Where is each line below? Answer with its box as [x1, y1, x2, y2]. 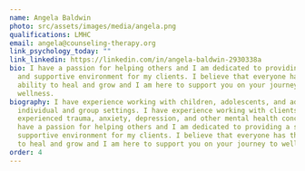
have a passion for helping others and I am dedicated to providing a [17, 123, 290, 132]
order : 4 [9, 147, 43, 157]
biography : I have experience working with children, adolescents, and [9, 97, 286, 107]
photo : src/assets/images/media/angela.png [9, 22, 177, 31]
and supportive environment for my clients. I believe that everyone [17, 72, 286, 81]
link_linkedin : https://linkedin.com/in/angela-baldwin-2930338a [9, 55, 261, 64]
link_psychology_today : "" [9, 47, 112, 56]
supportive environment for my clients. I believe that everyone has [17, 131, 286, 140]
